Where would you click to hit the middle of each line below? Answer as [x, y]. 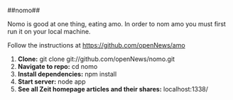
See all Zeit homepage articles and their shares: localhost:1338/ [113, 89]
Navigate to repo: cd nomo [58, 66]
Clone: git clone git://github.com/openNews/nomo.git [96, 59]
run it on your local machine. [49, 32]
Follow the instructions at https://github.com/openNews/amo [97, 45]
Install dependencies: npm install [67, 74]
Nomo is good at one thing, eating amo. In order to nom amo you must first [116, 24]
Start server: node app [52, 82]
